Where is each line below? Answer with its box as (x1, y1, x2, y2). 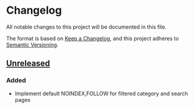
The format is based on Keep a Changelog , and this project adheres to (6, 35, 179, 42)
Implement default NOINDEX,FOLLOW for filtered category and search (14, 90, 188, 97)
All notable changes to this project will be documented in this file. (6, 23, 167, 30)
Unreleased (6, 58, 51, 68)
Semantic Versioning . (6, 41, 58, 48)
